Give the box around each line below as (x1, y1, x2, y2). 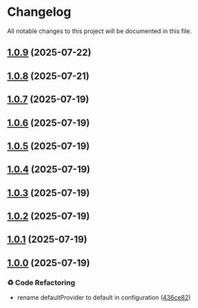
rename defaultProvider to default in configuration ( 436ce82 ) (16, 294, 191, 302)
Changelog (7, 4, 71, 20)
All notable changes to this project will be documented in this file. (7, 27, 192, 35)
